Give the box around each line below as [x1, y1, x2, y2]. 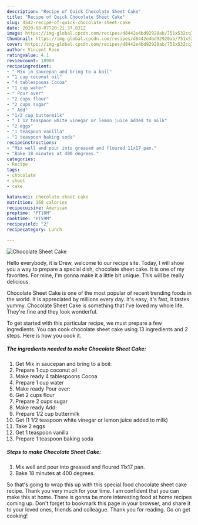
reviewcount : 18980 [6, 58, 55, 63]
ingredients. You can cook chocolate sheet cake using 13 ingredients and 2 [6, 325, 189, 332]
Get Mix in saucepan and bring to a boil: [15, 360, 112, 367]
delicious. [6, 278, 30, 285]
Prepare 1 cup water [15, 379, 64, 386]
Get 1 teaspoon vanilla [15, 429, 69, 436]
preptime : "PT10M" [6, 210, 52, 216]
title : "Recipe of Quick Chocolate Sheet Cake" [6, 14, 126, 20]
